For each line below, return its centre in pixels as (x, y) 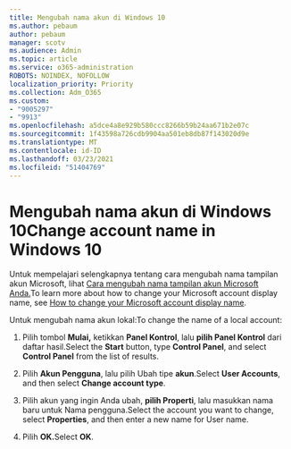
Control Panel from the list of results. (90, 356)
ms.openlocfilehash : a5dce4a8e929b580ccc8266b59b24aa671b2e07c (129, 126)
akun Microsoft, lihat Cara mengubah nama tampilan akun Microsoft (134, 284)
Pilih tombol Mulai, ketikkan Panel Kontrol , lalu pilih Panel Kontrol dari (152, 337)
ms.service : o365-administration (71, 68)
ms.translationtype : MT (54, 142)
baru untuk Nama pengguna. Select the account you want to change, (148, 410)
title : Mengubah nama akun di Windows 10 (87, 17)
